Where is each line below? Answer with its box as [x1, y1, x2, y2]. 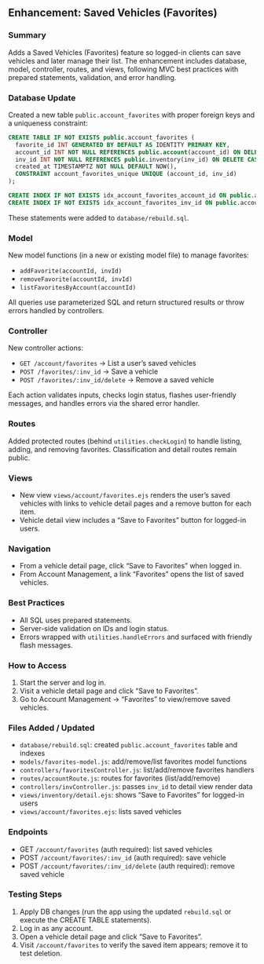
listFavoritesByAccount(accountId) [19, 284, 137, 292]
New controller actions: [8, 343, 84, 352]
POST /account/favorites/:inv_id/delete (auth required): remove [19, 861, 236, 871]
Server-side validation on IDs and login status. [19, 623, 169, 633]
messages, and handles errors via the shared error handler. [8, 399, 200, 408]
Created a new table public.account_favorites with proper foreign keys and [8, 110, 255, 119]
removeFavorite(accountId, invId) [19, 276, 133, 283]
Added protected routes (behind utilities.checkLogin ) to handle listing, [8, 436, 242, 446]
